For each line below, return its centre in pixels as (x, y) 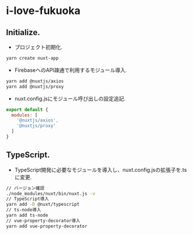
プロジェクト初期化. (38, 47)
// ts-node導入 (24, 210)
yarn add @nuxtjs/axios (35, 81)
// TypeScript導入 (27, 199)
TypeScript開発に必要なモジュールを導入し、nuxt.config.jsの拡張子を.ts (101, 170)
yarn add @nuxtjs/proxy (35, 87)
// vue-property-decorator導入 (43, 220)
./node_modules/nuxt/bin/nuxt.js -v (51, 193)
